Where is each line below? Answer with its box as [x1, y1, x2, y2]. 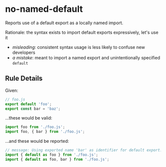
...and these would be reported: [5, 138, 69, 144]
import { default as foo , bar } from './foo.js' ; [5, 157, 110, 162]
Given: [5, 87, 18, 93]
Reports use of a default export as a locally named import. [5, 20, 124, 26]
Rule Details [5, 74, 43, 83]
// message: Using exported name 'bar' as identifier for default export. [5, 148, 163, 153]
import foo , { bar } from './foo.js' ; [5, 129, 85, 134]
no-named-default [5, 3, 83, 15]
